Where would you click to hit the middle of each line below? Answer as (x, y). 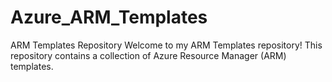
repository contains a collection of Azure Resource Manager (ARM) (148, 55)
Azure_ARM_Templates (109, 17)
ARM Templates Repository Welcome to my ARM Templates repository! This (166, 45)
